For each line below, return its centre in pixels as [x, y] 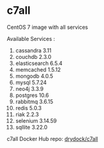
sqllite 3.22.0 [31, 127]
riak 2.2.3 [27, 114]
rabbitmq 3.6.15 [34, 101]
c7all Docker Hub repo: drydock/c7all [52, 138]
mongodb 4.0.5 [34, 76]
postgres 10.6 [32, 95]
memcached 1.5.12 [38, 69]
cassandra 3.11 [33, 50]
